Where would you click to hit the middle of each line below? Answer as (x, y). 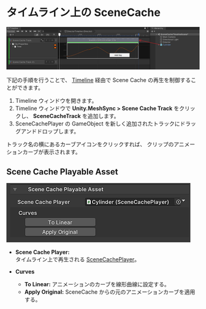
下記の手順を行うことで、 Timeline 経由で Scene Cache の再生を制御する (99, 80)
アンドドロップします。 (50, 132)
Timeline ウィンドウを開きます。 (56, 101)
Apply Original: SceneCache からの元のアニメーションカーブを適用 (110, 292)
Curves (25, 271)
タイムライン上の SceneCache (83, 13)
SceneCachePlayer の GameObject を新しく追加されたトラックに (97, 124)
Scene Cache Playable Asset (62, 172)
